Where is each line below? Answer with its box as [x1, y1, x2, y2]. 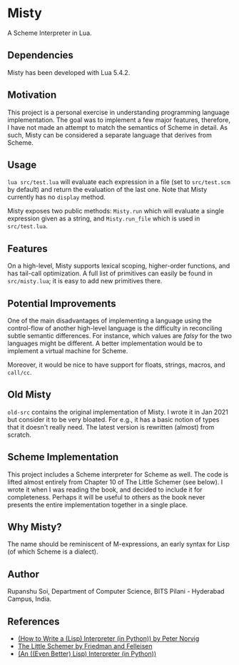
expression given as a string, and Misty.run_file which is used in [7, 214, 200, 223]
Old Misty [7, 389, 51, 401]
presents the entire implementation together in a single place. [7, 500, 188, 509]
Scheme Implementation [7, 451, 119, 463]
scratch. [7, 430, 32, 439]
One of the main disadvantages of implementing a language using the [7, 316, 213, 325]
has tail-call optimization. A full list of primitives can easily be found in [7, 269, 213, 278]
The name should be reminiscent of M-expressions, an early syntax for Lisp [7, 540, 230, 549]
